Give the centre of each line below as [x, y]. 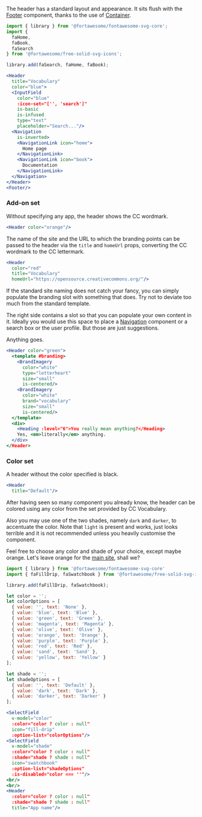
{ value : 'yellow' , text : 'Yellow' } [59, 658]
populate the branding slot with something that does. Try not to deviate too [99, 297]
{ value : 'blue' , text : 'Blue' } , [55, 613]
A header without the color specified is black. [63, 474]
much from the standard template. [49, 304]
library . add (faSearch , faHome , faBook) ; [58, 65]
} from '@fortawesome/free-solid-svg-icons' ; [64, 54]
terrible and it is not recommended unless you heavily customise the [91, 533]
